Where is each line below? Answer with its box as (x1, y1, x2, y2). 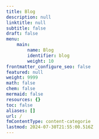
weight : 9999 (6, 75, 38, 80)
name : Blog (27, 47, 54, 53)
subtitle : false (6, 25, 46, 31)
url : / (6, 113, 22, 119)
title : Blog (6, 8, 35, 15)
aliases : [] (6, 108, 35, 114)
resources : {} (6, 96, 41, 102)
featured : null (6, 69, 44, 75)
